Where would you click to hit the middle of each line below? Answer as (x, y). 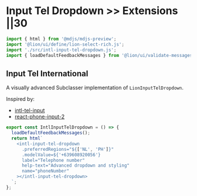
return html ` (27, 138)
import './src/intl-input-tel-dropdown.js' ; (61, 50)
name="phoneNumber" (45, 171)
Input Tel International (47, 74)
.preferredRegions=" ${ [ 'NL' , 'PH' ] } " (68, 149)
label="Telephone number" (53, 160)
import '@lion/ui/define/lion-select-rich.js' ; (65, 44)
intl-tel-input (30, 110)
